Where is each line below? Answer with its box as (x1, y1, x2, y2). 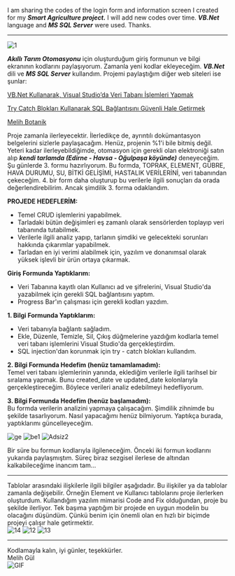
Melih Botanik (7, 118, 47, 126)
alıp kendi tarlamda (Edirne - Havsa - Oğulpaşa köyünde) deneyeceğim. (7, 154, 220, 162)
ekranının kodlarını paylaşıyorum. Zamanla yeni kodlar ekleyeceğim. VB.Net (7, 62, 225, 70)
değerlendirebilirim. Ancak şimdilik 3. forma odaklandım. (7, 184, 170, 192)
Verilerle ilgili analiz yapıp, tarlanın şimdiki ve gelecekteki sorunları (17, 233, 208, 241)
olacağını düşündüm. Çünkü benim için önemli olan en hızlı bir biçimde (7, 511, 211, 519)
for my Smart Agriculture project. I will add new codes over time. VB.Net (7, 13, 220, 22)
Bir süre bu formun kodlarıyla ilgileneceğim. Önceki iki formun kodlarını (7, 446, 211, 455)
